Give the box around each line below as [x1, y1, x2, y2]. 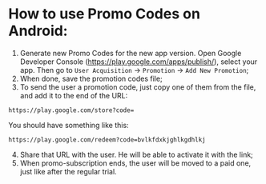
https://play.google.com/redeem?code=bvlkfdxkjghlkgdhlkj [8, 135, 206, 144]
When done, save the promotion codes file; [19, 74, 163, 83]
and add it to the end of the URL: [19, 90, 128, 100]
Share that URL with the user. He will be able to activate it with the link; [19, 150, 254, 159]
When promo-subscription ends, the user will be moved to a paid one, [19, 158, 252, 168]
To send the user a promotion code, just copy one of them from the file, [19, 82, 256, 92]
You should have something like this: [8, 120, 130, 130]
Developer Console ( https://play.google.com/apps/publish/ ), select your [19, 57, 258, 66]
